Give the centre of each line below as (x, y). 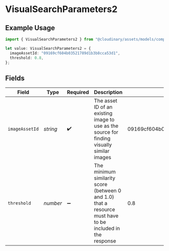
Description (108, 93)
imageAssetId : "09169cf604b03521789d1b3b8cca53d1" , (65, 53)
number (53, 203)
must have (106, 216)
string (51, 129)
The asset (106, 101)
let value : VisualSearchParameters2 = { (48, 48)
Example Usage (30, 28)
